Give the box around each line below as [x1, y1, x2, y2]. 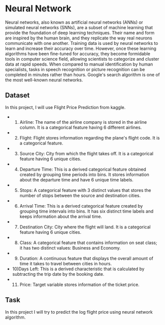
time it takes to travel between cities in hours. [19, 260, 112, 266]
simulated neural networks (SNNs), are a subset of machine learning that [5, 24, 153, 30]
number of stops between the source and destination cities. [19, 192, 141, 198]
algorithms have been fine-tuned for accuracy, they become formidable [5, 50, 150, 57]
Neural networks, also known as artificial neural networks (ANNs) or [5, 19, 143, 25]
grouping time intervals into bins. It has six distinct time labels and [19, 208, 154, 214]
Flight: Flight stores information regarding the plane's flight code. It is [19, 135, 160, 141]
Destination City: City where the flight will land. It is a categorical [19, 224, 151, 230]
